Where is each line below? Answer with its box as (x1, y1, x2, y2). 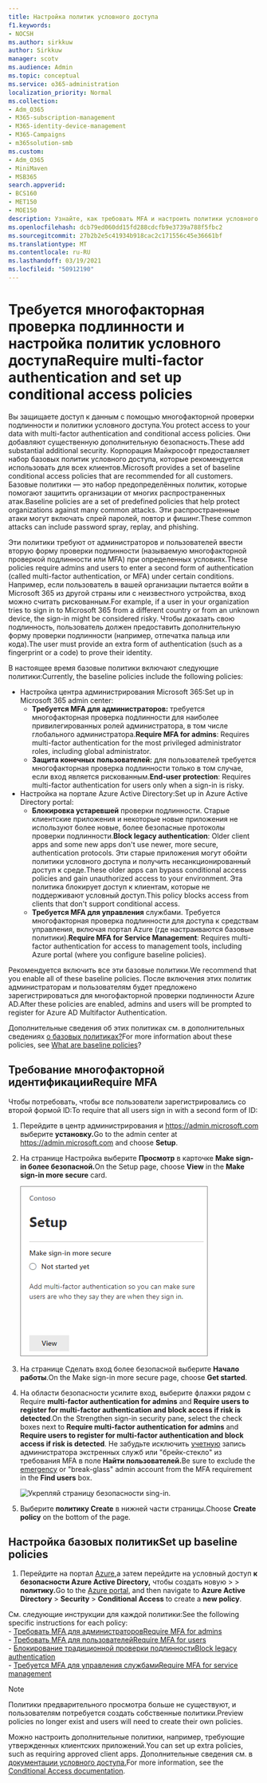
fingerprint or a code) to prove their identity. (8, 647, 153, 657)
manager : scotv (8, 55, 59, 63)
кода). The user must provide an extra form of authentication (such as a (8, 639, 243, 649)
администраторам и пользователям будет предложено (8, 982, 198, 992)
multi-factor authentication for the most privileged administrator (31, 738, 241, 748)
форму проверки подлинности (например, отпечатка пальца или (8, 630, 230, 640)
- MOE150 (8, 207, 37, 215)
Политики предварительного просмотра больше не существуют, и (8, 1700, 237, 1710)
